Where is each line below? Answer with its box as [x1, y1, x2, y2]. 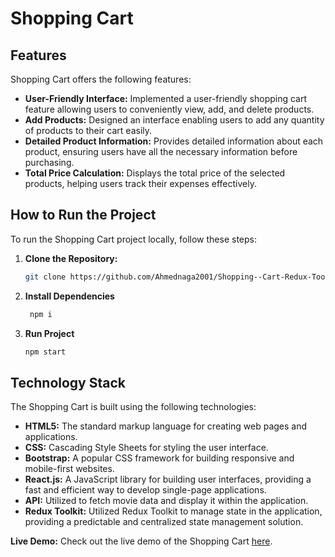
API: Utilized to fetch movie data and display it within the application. [24, 495, 309, 507]
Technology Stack [10, 374, 126, 391]
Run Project [24, 327, 75, 339]
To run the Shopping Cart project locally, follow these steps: [10, 233, 257, 245]
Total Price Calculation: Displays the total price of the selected [24, 167, 286, 179]
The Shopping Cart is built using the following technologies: [10, 401, 257, 413]
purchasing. [24, 157, 75, 168]
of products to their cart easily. [24, 125, 153, 136]
